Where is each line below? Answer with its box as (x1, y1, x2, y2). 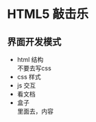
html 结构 (16, 56, 44, 63)
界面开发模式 (7, 36, 62, 48)
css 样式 (16, 73, 41, 81)
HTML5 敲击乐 (7, 6, 89, 22)
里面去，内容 (16, 108, 53, 115)
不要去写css (16, 64, 51, 72)
